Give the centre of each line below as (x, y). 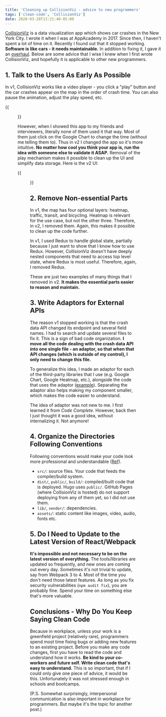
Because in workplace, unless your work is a (75, 631)
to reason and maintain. (55, 287)
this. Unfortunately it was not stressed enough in (80, 679)
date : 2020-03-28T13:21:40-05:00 (40, 19)
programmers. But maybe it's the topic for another (81, 704)
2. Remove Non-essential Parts (79, 198)
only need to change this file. (60, 359)
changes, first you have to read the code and (76, 652)
